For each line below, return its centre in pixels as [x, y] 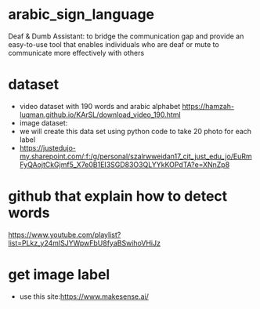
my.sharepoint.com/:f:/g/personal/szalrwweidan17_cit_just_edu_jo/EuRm [135, 156]
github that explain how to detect [118, 196]
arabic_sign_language [81, 15]
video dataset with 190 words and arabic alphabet [100, 106]
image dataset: [43, 122]
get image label [59, 274]
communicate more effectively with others [76, 53]
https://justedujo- [48, 147]
